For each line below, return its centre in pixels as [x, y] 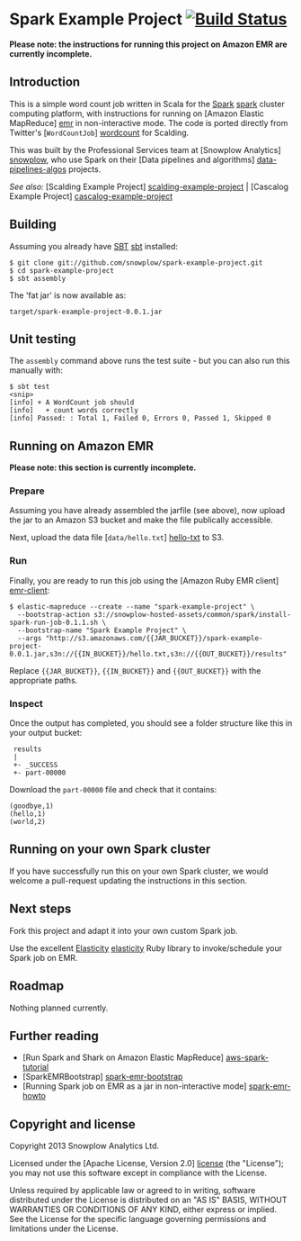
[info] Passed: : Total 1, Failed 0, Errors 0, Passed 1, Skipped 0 [140, 419]
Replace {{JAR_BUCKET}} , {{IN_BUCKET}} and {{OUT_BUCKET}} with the [135, 670]
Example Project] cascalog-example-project [91, 196]
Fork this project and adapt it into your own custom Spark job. [124, 930]
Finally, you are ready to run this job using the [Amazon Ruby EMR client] [144, 580]
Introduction [45, 82]
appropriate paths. [44, 680]
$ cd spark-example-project [62, 270]
